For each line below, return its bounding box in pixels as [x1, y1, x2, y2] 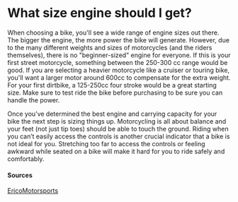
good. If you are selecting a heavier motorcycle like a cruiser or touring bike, [7, 66, 230, 74]
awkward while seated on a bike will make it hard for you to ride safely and [7, 147, 225, 155]
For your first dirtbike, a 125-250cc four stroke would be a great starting [7, 81, 217, 89]
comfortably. [7, 154, 45, 163]
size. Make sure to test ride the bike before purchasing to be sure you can [7, 88, 223, 97]
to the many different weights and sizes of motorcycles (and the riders [7, 43, 212, 52]
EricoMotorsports [7, 186, 59, 195]
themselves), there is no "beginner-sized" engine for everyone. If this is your [7, 51, 231, 59]
